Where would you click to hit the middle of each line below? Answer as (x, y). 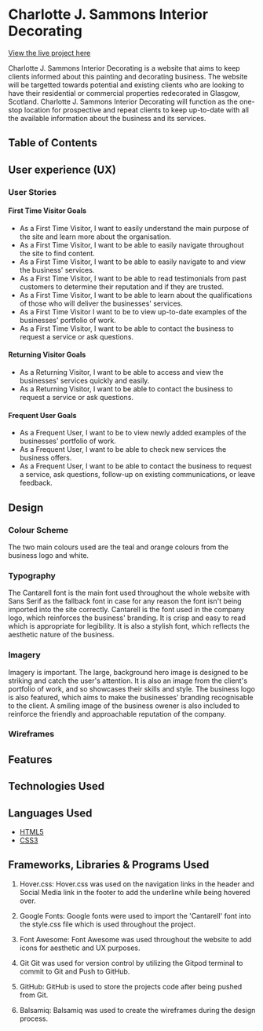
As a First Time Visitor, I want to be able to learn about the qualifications (136, 295)
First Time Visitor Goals (47, 211)
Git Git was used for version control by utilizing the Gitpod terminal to (131, 963)
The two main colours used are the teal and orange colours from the (119, 547)
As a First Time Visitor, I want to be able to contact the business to (126, 328)
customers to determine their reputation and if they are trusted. (122, 286)
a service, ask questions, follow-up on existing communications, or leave (137, 475)
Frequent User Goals (42, 415)
